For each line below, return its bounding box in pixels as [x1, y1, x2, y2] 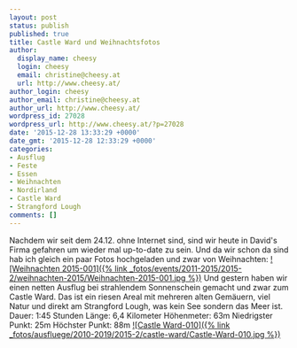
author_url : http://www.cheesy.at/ [9, 104, 141, 112]
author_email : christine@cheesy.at [9, 95, 141, 104]
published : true [9, 29, 69, 38]
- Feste [9, 161, 38, 170]
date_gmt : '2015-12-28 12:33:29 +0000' [9, 136, 157, 145]
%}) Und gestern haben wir [187, 272, 288, 283]
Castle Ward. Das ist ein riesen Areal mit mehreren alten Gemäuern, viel [9, 291, 270, 302]
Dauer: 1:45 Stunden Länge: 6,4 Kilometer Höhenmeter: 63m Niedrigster [9, 310, 273, 321]
